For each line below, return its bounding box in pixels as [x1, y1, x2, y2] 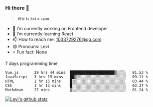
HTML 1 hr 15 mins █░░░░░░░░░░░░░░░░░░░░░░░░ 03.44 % [5, 79, 149, 84]
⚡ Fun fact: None [12, 49, 47, 55]
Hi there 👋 [5, 4, 30, 11]
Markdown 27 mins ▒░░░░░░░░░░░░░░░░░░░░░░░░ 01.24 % [5, 88, 149, 93]
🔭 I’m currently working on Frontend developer [12, 26, 108, 32]
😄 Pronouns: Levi [12, 44, 49, 50]
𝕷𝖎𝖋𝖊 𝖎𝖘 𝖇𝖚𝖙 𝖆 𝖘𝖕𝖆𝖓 [17, 16, 49, 22]
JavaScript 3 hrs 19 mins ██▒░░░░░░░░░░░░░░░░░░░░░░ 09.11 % [5, 74, 149, 80]
